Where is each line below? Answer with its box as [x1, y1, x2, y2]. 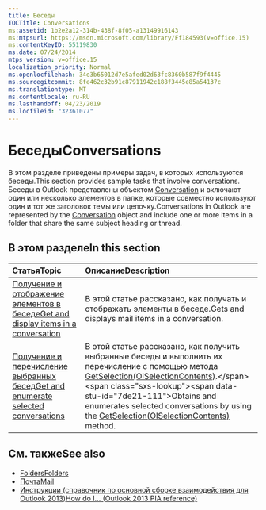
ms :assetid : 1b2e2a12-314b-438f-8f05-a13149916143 [8, 26, 179, 34]
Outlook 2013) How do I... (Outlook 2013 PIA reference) [19, 493, 198, 503]
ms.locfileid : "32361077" [8, 108, 93, 116]
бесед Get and [12, 380, 66, 391]
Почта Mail [19, 477, 55, 486]
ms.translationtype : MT [8, 85, 87, 94]
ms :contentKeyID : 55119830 [8, 41, 97, 49]
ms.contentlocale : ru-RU [8, 93, 90, 101]
